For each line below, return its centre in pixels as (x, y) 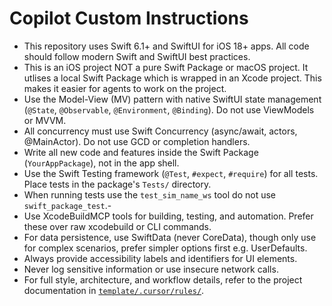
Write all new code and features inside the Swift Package (141, 152)
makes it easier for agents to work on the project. (125, 88)
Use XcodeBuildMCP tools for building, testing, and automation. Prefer (168, 216)
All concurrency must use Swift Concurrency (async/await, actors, (160, 131)
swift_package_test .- (67, 205)
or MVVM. (45, 120)
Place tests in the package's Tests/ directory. (117, 184)
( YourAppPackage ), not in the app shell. (101, 163)
